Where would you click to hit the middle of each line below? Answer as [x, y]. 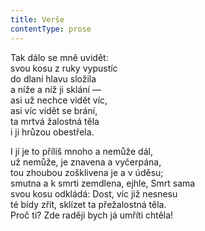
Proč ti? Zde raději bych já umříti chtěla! [92, 215]
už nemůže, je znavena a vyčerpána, [86, 162]
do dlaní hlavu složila [53, 78]
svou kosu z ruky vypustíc [64, 68]
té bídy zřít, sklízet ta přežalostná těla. [88, 204]
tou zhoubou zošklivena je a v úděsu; [87, 172]
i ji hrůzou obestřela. [52, 132]
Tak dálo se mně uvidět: [59, 57]
